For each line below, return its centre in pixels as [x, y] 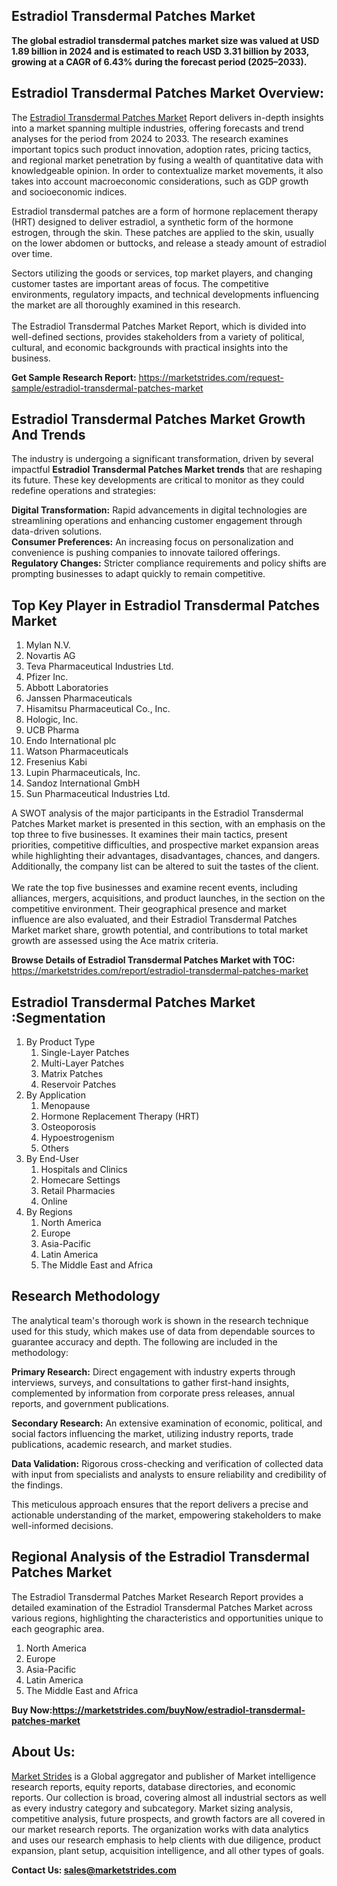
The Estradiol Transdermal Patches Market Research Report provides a [157, 1596]
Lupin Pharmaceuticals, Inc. [83, 773]
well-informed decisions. [62, 1525]
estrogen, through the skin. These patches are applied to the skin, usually [162, 232]
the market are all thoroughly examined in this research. [126, 305]
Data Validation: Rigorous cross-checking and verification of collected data [167, 1463]
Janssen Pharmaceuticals [79, 698]
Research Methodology [86, 1296]
